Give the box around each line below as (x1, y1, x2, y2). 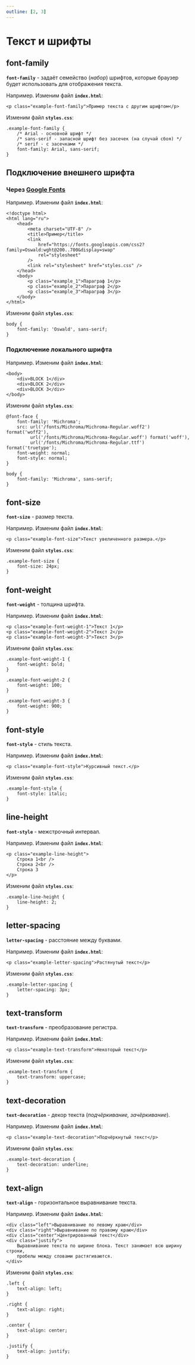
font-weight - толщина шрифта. (6, 601, 86, 608)
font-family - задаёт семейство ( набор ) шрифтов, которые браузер (6, 74, 179, 81)
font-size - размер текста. (6, 513, 74, 521)
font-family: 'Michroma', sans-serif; (17, 476, 113, 482)
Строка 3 (17, 866, 39, 872)
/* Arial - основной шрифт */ (17, 131, 92, 137)
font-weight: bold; (17, 661, 65, 668)
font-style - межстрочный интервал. (6, 828, 101, 835)
